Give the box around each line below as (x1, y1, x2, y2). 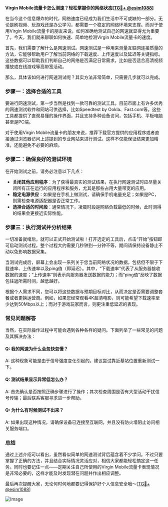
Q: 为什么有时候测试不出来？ (5, 407, 64, 413)
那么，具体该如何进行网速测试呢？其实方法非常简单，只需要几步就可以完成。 (5, 74, 163, 80)
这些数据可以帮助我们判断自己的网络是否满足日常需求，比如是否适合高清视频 (5, 57, 163, 63)
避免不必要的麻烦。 (22, 142, 62, 148)
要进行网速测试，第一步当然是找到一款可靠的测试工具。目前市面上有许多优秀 (5, 100, 163, 106)
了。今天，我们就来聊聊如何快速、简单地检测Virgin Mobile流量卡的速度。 (5, 34, 155, 40)
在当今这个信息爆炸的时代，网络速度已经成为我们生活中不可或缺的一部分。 (5, 15, 158, 21)
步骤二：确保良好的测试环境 (5, 156, 72, 163)
